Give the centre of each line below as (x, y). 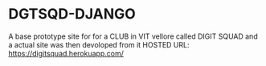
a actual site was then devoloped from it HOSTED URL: (99, 44)
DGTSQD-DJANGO (72, 14)
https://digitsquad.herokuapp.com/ (66, 53)
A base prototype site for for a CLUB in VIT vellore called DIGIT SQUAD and (133, 36)
